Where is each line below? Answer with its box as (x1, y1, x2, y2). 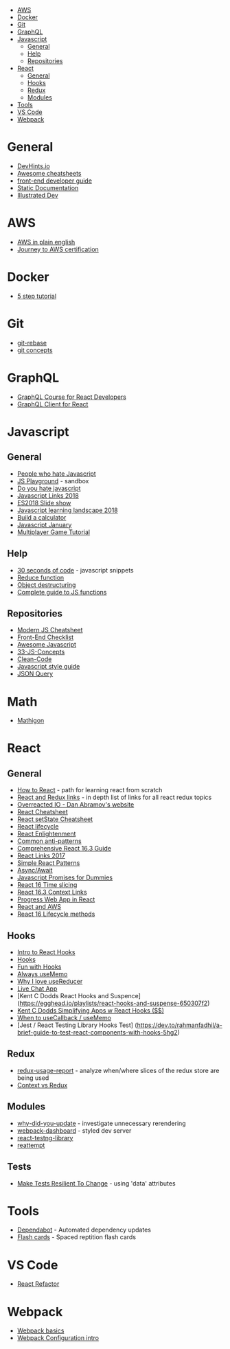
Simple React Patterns (16, 859, 80, 867)
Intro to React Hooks (16, 948, 76, 956)
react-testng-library (16, 1133, 73, 1142)
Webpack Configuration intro (16, 1334, 100, 1342)
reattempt (16, 1141, 45, 1149)
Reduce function (16, 573, 65, 581)
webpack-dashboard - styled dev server (16, 1126, 132, 1135)
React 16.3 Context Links (16, 888, 87, 897)
